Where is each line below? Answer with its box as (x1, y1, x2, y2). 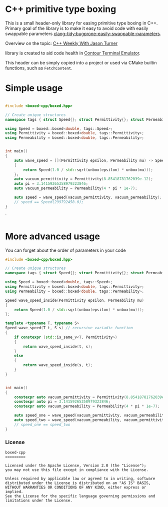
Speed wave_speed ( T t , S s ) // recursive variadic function (5, 326, 133, 331)
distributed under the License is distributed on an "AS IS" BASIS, (5, 481, 151, 486)
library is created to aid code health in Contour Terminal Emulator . (5, 50, 141, 56)
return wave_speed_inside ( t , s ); (23, 344, 93, 349)
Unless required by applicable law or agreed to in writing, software (5, 476, 155, 481)
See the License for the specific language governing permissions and (5, 494, 155, 499)
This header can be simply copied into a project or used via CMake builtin (5, 59, 157, 65)
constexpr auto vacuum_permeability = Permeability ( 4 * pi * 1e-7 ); (14, 404, 160, 409)
